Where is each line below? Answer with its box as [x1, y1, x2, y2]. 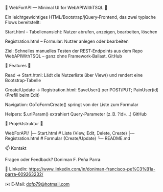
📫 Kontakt [5, 145, 27, 151]
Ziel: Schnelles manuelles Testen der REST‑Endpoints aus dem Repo [5, 48, 143, 54]
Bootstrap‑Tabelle [5, 78, 41, 83]
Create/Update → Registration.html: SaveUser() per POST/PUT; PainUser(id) [5, 87, 159, 93]
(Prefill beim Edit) [5, 92, 40, 98]
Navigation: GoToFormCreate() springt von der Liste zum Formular [5, 102, 139, 108]
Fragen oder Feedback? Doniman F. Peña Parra [5, 157, 101, 162]
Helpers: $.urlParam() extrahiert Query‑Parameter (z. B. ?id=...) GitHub [5, 111, 147, 117]
